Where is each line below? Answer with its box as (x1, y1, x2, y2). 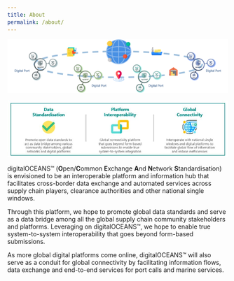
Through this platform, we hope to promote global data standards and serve (7, 208, 226, 216)
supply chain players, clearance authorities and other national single (7, 187, 205, 195)
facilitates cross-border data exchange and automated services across (7, 179, 212, 188)
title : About (7, 11, 46, 18)
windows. (7, 194, 35, 203)
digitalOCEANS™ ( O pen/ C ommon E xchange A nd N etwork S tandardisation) (7, 164, 222, 173)
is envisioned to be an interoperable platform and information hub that (7, 172, 209, 180)
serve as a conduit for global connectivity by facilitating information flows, (7, 259, 221, 267)
